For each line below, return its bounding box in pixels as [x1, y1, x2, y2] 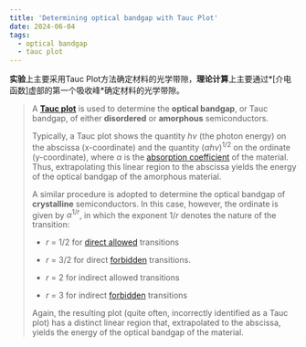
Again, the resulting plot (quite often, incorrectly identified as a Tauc [31, 308, 289, 319]
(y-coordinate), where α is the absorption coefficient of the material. [31, 152, 290, 163]
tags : [9, 30, 30, 39]
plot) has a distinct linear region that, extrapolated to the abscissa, [31, 317, 281, 329]
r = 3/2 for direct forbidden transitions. [45, 255, 192, 266]
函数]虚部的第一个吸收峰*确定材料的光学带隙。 [9, 85, 185, 96]
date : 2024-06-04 [9, 22, 76, 31]
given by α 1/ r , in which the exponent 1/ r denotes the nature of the [31, 207, 277, 220]
